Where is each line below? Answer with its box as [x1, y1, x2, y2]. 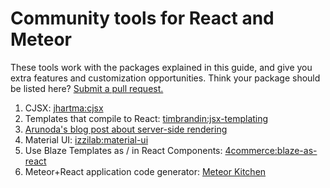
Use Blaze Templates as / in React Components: [24, 144, 223, 156]
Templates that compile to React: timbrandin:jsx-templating [24, 112, 269, 124]
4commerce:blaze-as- [224, 144, 318, 156]
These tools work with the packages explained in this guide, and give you [10, 61, 313, 73]
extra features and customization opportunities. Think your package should [10, 72, 321, 84]
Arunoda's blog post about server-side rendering [24, 123, 228, 135]
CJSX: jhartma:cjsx [24, 102, 104, 114]
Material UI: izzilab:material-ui [24, 133, 149, 146]
